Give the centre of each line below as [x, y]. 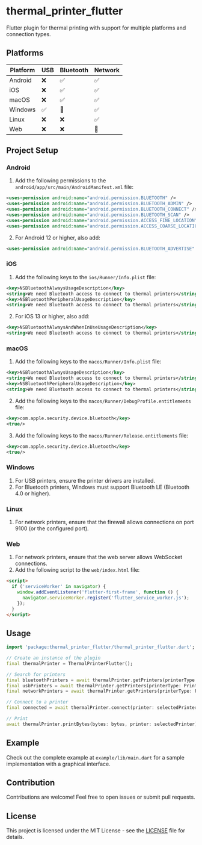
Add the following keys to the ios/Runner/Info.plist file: [85, 277]
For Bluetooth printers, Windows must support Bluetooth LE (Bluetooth [102, 487]
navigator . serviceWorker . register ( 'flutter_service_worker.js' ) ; [106, 598]
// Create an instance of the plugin [54, 658]
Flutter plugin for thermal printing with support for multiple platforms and [96, 28]
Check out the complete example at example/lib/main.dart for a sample [95, 757]
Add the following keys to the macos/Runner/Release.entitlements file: [101, 435]
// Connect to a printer [37, 702]
